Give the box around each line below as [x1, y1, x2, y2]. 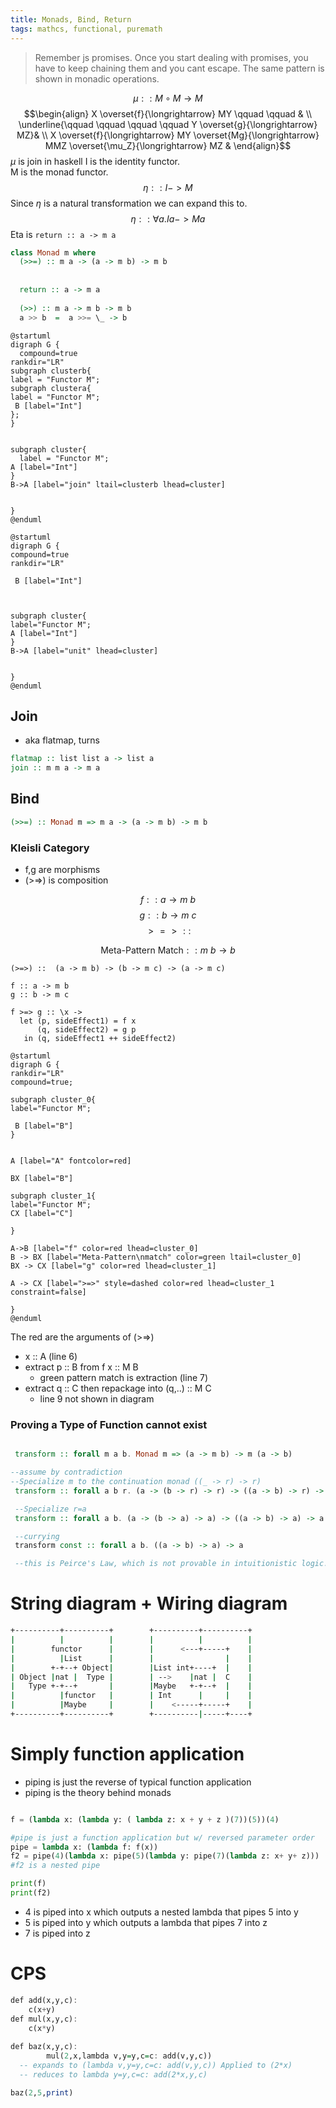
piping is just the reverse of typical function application [24, 1776, 252, 1788]
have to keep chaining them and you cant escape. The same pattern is [34, 62, 325, 74]
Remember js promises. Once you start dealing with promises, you [34, 51, 309, 63]
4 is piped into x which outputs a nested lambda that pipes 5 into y [24, 1906, 299, 1918]
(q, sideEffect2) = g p [36, 1025, 137, 1035]
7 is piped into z [24, 1927, 91, 1939]
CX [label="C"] [10, 1209, 74, 1219]
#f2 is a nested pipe [10, 1861, 101, 1871]
